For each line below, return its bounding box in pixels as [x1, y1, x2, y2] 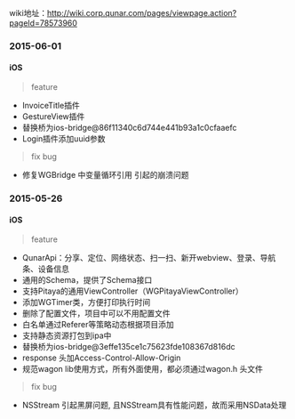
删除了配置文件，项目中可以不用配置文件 [21, 308, 171, 318]
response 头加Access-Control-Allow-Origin [21, 352, 181, 363]
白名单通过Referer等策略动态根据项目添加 [21, 319, 175, 330]
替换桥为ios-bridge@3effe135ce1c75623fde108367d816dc [21, 342, 235, 352]
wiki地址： [9, 8, 47, 18]
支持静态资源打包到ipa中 [21, 330, 112, 341]
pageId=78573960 [9, 18, 78, 28]
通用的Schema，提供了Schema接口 [21, 275, 153, 286]
